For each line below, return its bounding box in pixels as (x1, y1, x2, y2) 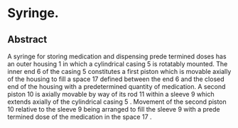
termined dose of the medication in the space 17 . (7, 112, 152, 121)
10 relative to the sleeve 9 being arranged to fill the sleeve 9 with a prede (7, 105, 220, 113)
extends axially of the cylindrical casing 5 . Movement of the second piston (7, 97, 227, 106)
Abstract (7, 33, 48, 46)
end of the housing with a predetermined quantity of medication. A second (7, 82, 226, 90)
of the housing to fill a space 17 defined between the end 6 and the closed (7, 75, 225, 83)
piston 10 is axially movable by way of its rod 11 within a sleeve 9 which (7, 90, 215, 98)
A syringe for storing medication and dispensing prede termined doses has (7, 52, 227, 60)
